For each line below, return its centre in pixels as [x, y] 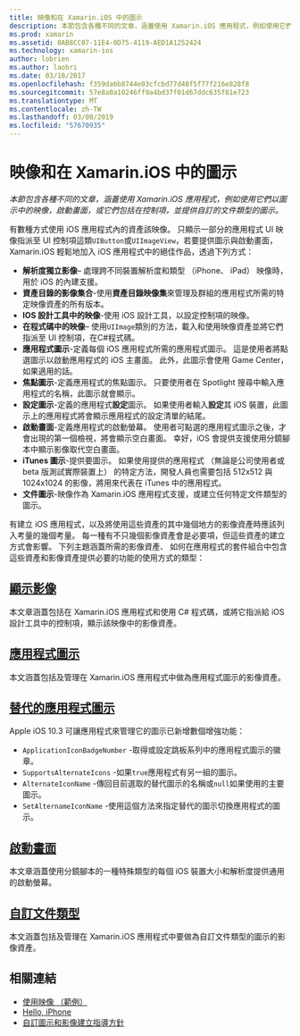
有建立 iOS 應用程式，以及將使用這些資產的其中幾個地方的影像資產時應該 [143, 524]
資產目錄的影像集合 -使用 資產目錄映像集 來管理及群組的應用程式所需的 [149, 292]
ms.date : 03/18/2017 [48, 76]
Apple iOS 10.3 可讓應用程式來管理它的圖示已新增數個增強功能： [127, 731]
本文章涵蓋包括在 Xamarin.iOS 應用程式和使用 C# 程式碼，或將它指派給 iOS [147, 611]
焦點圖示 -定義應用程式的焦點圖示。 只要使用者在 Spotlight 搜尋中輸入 [149, 382]
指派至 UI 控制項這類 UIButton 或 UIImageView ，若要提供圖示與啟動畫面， [147, 240]
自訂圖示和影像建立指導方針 [73, 1022]
